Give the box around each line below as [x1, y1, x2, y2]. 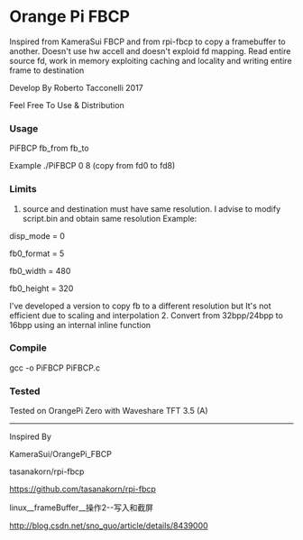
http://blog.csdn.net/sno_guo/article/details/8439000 [9, 520, 209, 531]
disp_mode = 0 [9, 230, 66, 241]
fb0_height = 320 [9, 282, 74, 294]
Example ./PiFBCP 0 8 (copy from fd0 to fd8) [9, 160, 176, 171]
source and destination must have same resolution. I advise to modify [22, 203, 281, 214]
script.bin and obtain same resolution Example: [22, 213, 197, 224]
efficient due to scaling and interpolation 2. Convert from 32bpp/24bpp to [9, 309, 284, 321]
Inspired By [9, 431, 52, 443]
